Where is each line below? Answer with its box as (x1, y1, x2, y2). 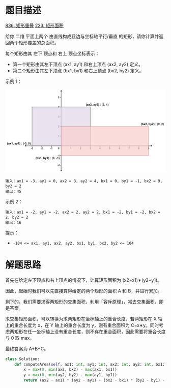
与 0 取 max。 (5, 335, 35, 341)
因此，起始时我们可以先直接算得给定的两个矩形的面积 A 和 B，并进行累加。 (5, 288, 162, 294)
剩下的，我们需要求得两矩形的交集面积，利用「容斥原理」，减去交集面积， (5, 299, 159, 305)
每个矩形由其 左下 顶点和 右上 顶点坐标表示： (5, 50, 100, 56)
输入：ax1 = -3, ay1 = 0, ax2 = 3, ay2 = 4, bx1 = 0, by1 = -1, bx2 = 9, (5, 178, 163, 184)
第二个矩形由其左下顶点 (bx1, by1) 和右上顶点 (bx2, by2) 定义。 (12, 67, 144, 74)
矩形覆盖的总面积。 (18, 39, 59, 46)
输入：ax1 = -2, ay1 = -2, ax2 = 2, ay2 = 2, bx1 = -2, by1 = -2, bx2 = (5, 210, 160, 215)
